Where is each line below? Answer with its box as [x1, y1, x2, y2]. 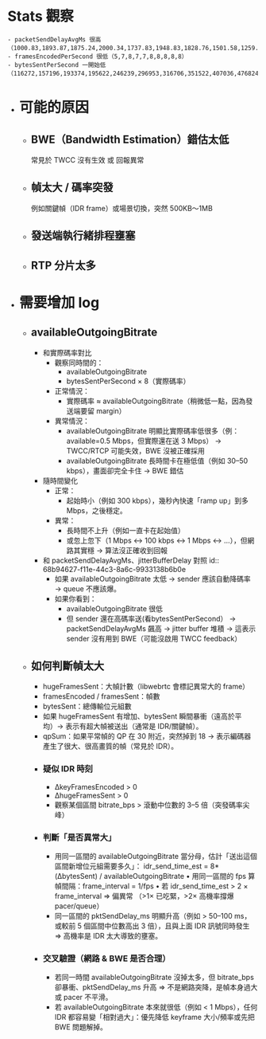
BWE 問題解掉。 [54, 1022, 108, 1032]
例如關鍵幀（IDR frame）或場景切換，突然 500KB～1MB [30, 203, 214, 213]
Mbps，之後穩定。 [66, 505, 128, 515]
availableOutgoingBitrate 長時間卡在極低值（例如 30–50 [66, 456, 249, 465]
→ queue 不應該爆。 [54, 583, 121, 594]
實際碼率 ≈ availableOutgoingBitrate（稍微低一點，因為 [66, 396, 246, 406]
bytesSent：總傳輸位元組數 [42, 702, 132, 712]
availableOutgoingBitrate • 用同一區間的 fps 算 [103, 871, 256, 880]
